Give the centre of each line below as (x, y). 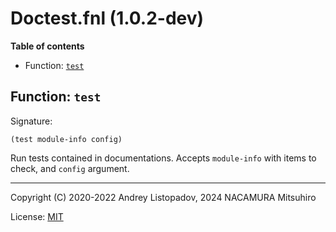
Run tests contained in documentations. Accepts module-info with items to (163, 158)
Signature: (31, 121)
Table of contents (47, 46)
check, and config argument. (70, 168)
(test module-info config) (66, 139)
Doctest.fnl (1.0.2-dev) (107, 18)
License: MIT (37, 216)
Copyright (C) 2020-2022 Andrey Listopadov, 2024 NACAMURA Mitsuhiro (163, 197)
